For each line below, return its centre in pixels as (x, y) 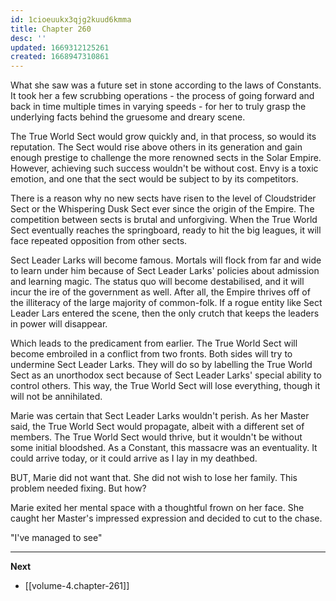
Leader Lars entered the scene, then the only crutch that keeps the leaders (165, 313)
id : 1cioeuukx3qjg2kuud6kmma (71, 19)
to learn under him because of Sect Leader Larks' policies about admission (165, 271)
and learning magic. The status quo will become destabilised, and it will (157, 282)
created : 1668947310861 (60, 57)
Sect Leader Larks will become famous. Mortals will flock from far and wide (166, 260)
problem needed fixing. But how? (78, 488)
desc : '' (28, 38)
